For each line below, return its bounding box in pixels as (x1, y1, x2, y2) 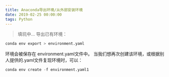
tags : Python (5, 17, 33, 22)
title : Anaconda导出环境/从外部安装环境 (5, 7, 83, 13)
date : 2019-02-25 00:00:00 (5, 12, 62, 17)
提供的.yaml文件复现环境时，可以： (9, 57, 83, 63)
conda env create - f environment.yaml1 (5, 67, 89, 72)
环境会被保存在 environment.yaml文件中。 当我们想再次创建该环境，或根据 (5, 51, 160, 57)
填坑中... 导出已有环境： (17, 31, 67, 37)
